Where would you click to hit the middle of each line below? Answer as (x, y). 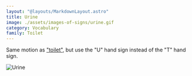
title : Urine (22, 17)
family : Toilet (25, 33)
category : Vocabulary (33, 28)
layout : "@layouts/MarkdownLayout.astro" (58, 11)
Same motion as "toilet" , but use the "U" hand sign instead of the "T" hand (96, 50)
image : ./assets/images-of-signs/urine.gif (60, 22)
